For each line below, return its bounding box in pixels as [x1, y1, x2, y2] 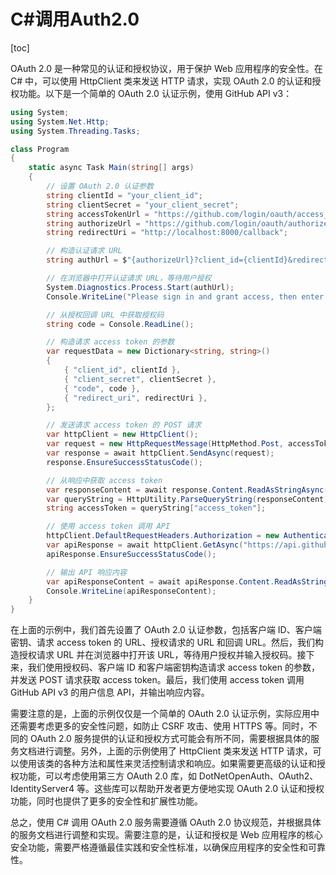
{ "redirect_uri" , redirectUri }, [63, 393, 208, 403]
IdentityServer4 [10, 783, 75, 795]
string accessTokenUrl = [46, 209, 150, 219]
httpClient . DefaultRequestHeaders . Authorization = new [46, 531, 280, 541]
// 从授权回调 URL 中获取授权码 [46, 310, 165, 320]
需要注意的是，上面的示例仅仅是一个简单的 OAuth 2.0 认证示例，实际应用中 [10, 708, 320, 720]
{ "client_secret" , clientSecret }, [63, 374, 217, 384]
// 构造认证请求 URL [46, 246, 123, 256]
